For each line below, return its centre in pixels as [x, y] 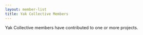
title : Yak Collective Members [37, 14]
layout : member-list [26, 9]
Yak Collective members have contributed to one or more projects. [72, 27]
